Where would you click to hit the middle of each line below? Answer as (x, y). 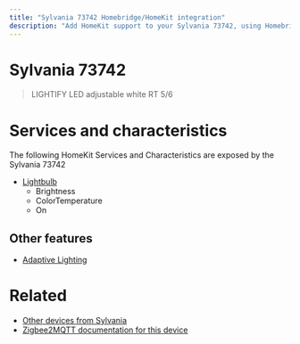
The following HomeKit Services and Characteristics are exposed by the (142, 155)
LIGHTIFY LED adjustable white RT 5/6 (102, 94)
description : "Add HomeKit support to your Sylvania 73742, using (135, 26)
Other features (51, 238)
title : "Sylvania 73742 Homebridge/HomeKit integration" (117, 17)
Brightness (55, 192)
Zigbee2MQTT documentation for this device (105, 330)
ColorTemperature (69, 201)
